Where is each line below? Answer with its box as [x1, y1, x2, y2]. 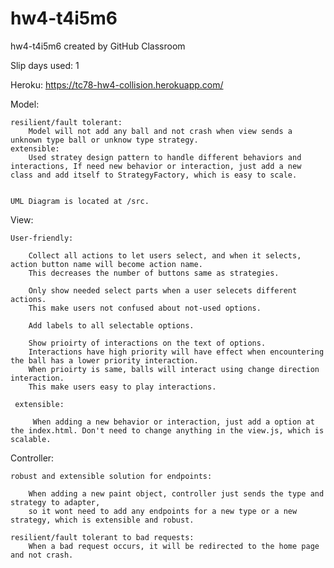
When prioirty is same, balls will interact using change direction [28, 364, 320, 374]
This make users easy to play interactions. [28, 382, 217, 392]
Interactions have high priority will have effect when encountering [28, 347, 325, 357]
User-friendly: [10, 233, 74, 243]
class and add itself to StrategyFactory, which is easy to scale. [10, 170, 298, 180]
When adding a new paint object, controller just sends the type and [28, 488, 325, 499]
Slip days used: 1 [10, 59, 80, 71]
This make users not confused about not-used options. [28, 303, 262, 313]
